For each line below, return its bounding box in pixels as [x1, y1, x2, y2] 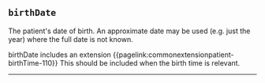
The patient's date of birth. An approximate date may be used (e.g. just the [8, 26, 251, 36]
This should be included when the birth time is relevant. [59, 58, 241, 67]
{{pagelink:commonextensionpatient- [113, 50, 234, 59]
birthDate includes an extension [8, 50, 112, 59]
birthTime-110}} [8, 58, 58, 67]
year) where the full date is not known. [8, 34, 133, 43]
